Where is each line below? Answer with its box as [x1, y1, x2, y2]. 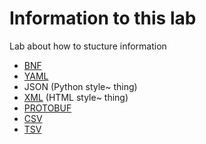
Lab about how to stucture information [9, 40, 167, 52]
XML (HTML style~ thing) [23, 91, 129, 103]
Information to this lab [9, 7, 197, 30]
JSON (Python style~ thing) [23, 80, 138, 92]
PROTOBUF [23, 102, 72, 114]
